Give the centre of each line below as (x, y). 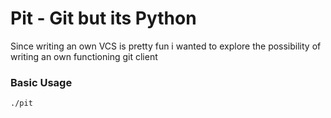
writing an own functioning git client (84, 56)
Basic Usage (41, 82)
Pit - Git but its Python (103, 18)
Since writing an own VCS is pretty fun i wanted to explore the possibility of (166, 46)
